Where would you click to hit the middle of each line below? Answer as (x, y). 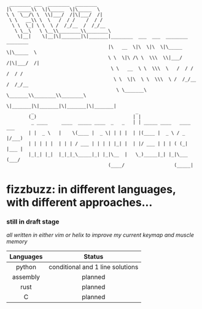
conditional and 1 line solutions (94, 267)
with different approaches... (80, 202)
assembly (26, 277)
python (26, 267)
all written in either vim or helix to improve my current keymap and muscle (100, 235)
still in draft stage (33, 222)
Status (94, 257)
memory (17, 241)
